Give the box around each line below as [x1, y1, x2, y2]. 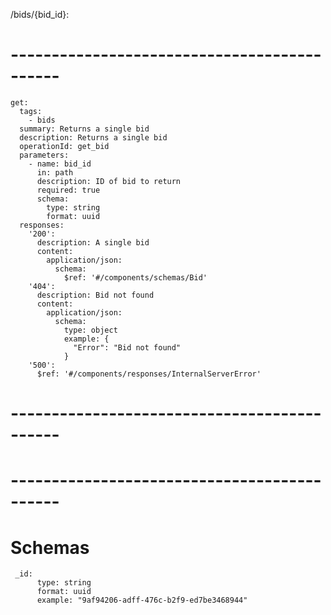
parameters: [19, 150, 70, 160]
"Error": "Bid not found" [73, 342, 182, 353]
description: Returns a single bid [19, 132, 168, 143]
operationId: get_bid [19, 141, 110, 151]
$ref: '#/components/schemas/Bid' [63, 272, 208, 283]
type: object [63, 325, 118, 335]
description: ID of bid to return [36, 176, 182, 186]
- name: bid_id [28, 159, 92, 169]
